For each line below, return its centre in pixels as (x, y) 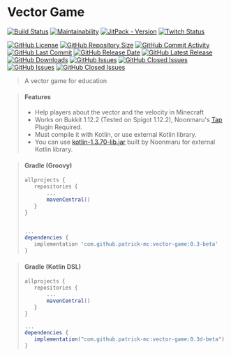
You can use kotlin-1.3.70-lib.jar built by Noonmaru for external (125, 142)
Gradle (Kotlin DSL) (53, 267)
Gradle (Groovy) (48, 165)
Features (37, 97)
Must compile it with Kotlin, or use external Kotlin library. (115, 135)
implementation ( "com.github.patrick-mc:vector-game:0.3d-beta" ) (129, 339)
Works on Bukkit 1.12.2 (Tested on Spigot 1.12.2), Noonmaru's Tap (128, 120)
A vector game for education (66, 80)
